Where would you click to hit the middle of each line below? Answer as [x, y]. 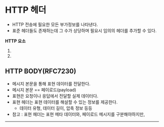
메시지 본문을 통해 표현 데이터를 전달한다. [51, 84]
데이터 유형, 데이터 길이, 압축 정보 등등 [56, 108]
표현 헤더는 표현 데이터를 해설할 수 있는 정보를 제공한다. [65, 102]
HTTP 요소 [15, 41]
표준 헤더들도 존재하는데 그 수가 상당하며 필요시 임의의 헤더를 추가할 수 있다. [84, 30]
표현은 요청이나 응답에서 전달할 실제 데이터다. [55, 96]
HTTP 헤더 [26, 10]
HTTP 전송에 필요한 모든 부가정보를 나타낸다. [55, 24]
